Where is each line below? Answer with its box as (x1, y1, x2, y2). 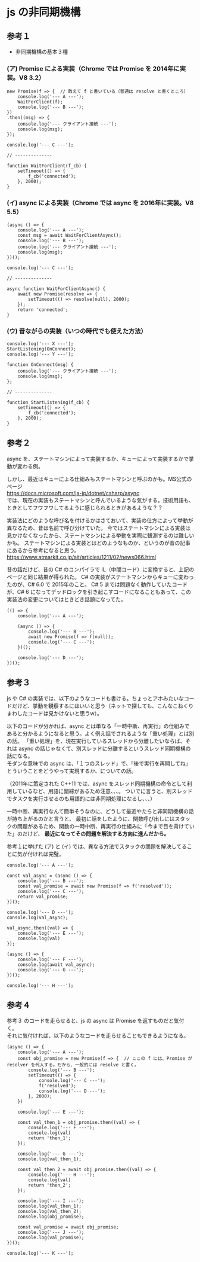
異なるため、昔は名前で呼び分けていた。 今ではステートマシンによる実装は (7, 524, 191, 531)
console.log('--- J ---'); (17, 1230, 85, 1236)
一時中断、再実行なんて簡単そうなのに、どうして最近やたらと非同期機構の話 (7, 807, 194, 815)
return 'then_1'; (28, 1135, 71, 1141)
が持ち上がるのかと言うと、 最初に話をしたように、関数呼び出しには (7, 815, 175, 822)
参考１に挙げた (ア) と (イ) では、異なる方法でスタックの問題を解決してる (7, 843, 187, 850)
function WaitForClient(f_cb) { (7, 163, 87, 169)
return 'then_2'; (28, 1182, 71, 1188)
